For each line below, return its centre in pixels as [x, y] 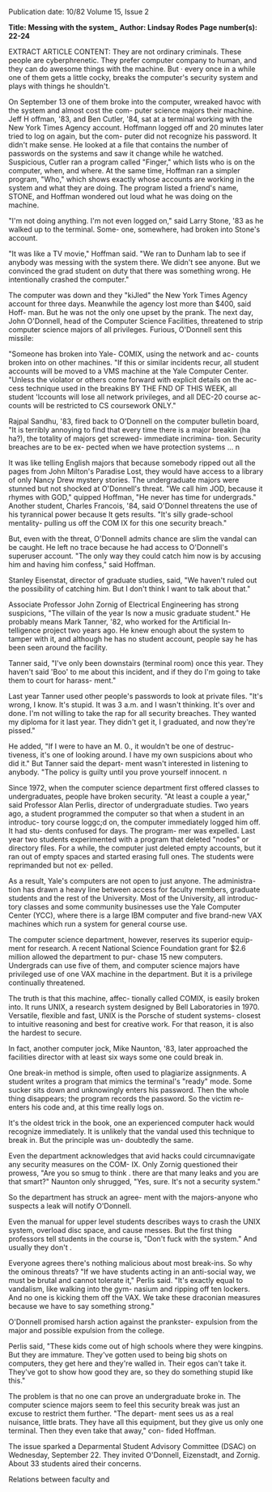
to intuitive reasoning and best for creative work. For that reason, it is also [131, 1024]
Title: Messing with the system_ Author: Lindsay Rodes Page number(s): [133, 27]
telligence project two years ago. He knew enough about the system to [126, 630]
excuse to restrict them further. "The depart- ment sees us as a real [121, 1413]
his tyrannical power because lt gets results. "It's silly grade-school [121, 514]
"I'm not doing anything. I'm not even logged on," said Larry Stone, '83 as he [136, 221]
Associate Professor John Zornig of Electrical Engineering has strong [123, 604]
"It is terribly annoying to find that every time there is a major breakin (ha [130, 430]
